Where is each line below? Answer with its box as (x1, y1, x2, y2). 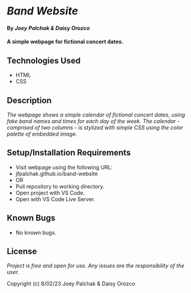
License (7, 246, 37, 256)
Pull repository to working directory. (15, 183, 105, 190)
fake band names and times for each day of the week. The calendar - (7, 118, 180, 124)
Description (7, 95, 52, 106)
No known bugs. (15, 229, 56, 236)
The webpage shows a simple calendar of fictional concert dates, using (7, 111, 186, 118)
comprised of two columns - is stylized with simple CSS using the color (7, 124, 184, 131)
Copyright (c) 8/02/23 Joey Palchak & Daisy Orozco (7, 280, 136, 288)
